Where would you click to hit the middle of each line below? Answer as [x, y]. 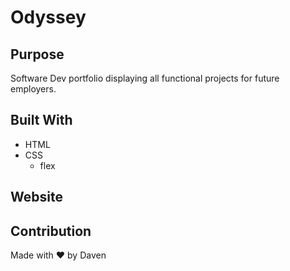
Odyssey [48, 17]
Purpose [37, 54]
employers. [33, 89]
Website [36, 197]
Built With [41, 120]
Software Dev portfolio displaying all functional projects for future [145, 78]
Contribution [51, 231]
